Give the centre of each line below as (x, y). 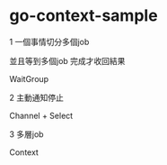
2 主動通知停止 (37, 97)
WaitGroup (29, 78)
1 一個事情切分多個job (49, 41)
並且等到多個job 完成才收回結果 (67, 60)
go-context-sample (84, 16)
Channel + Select (41, 115)
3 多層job (26, 134)
